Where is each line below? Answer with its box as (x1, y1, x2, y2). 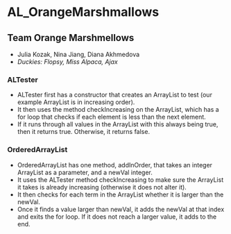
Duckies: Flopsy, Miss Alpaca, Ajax (17, 58, 118, 66)
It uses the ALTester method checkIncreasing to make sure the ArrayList (17, 175, 224, 184)
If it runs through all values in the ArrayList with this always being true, (17, 120, 219, 128)
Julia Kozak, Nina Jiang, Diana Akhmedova (17, 50, 140, 58)
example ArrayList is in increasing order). (17, 98, 135, 106)
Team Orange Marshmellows (7, 32, 135, 44)
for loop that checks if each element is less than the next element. (17, 112, 206, 122)
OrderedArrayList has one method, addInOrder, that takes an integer (17, 160, 213, 169)
